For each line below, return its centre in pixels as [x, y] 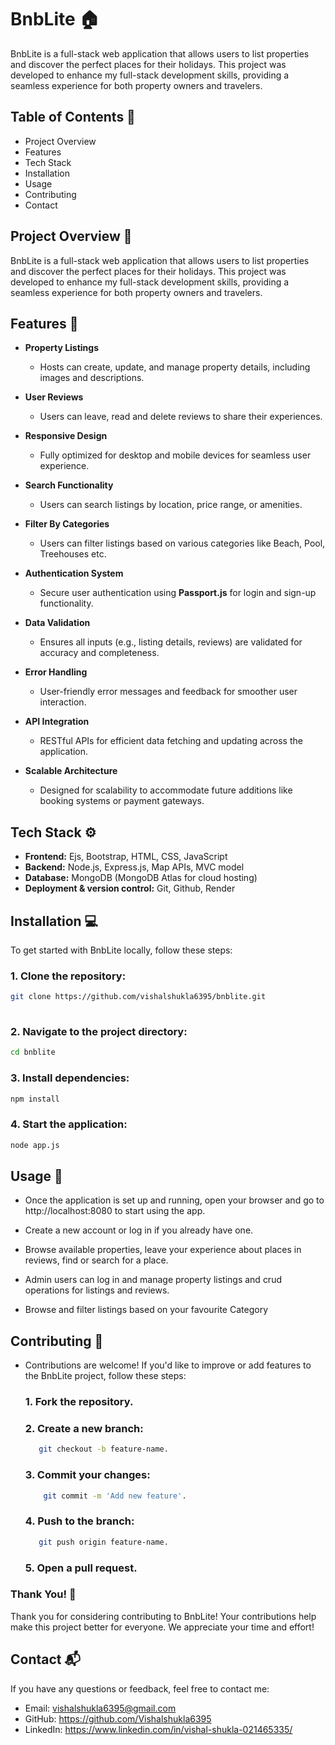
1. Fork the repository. [79, 1402]
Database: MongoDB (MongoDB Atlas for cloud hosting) [141, 878]
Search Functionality [69, 485]
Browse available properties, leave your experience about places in [163, 1250]
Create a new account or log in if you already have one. [139, 1230]
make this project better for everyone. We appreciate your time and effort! [162, 1627]
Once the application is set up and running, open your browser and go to [174, 1200]
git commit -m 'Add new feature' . [115, 1496]
